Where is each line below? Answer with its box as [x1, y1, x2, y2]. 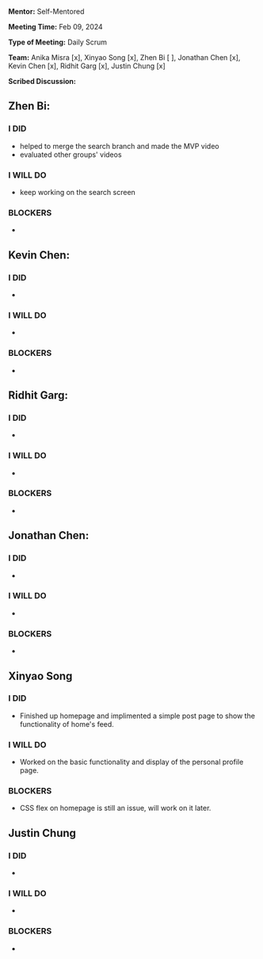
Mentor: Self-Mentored [8, 7, 85, 16]
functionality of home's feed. [19, 719, 115, 728]
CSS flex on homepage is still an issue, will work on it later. [19, 804, 212, 813]
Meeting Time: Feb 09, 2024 [8, 22, 103, 31]
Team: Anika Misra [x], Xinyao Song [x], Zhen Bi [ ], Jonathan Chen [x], [8, 53, 241, 62]
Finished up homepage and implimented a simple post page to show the [19, 711, 256, 720]
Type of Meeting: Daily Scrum [8, 37, 108, 47]
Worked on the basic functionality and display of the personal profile [19, 757, 244, 767]
